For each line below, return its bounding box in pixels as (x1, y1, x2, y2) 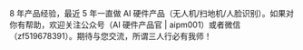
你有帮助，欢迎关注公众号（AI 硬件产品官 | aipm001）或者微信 (9, 19, 241, 30)
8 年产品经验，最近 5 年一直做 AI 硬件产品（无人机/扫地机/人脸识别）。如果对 (9, 8, 295, 18)
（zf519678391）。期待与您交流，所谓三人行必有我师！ (9, 31, 212, 41)
